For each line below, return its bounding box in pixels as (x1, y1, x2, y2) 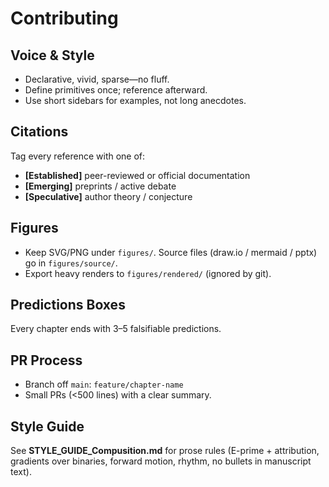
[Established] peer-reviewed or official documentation (24, 169, 251, 181)
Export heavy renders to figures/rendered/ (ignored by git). (24, 267, 272, 279)
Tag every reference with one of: (10, 150, 146, 162)
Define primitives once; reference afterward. (24, 84, 208, 96)
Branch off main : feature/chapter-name (24, 378, 184, 391)
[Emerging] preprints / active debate (24, 180, 177, 192)
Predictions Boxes (10, 297, 126, 314)
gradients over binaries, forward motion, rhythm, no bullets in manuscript (10, 455, 312, 467)
